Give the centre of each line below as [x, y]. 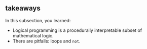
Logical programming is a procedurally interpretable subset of [77, 30]
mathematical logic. [33, 35]
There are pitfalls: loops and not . [46, 41]
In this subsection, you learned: [38, 20]
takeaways [23, 8]
